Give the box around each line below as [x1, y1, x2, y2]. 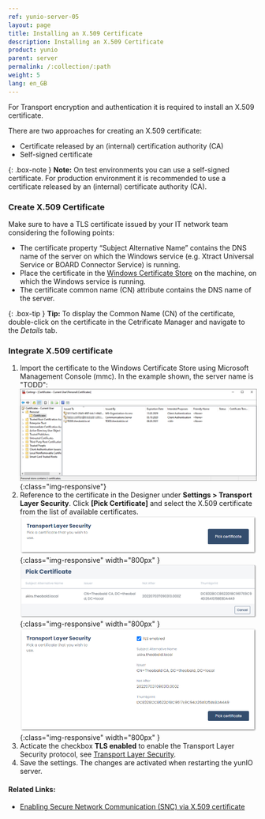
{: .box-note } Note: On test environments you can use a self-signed [8, 164, 230, 174]
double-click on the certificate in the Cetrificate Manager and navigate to [8, 317, 246, 326]
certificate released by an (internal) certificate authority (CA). [8, 182, 207, 191]
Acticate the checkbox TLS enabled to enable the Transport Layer [19, 742, 235, 751]
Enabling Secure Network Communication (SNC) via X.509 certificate [19, 802, 245, 812]
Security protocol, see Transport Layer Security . [19, 749, 176, 759]
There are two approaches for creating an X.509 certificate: [8, 126, 203, 135]
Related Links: [8, 784, 56, 794]
